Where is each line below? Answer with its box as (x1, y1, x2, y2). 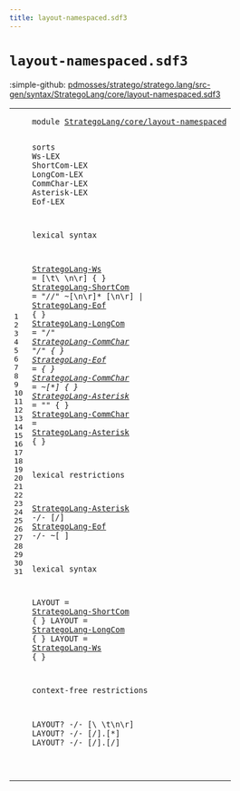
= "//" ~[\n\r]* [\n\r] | (31, 291, 144, 301)
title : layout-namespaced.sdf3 (9, 13, 128, 23)
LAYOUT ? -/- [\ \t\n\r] (31, 718, 134, 729)
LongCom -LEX (31, 170, 83, 180)
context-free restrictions (31, 686, 149, 696)
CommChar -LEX (31, 179, 88, 189)
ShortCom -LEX (31, 161, 88, 171)
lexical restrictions (31, 469, 125, 480)
